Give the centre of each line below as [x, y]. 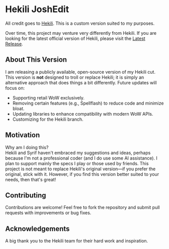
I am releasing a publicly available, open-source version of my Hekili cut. [80, 72]
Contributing [26, 195]
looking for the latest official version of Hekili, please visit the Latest [75, 38]
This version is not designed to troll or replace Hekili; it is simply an [75, 77]
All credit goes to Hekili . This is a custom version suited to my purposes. [80, 23]
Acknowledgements [37, 229]
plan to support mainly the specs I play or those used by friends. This [77, 163]
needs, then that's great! [31, 179]
